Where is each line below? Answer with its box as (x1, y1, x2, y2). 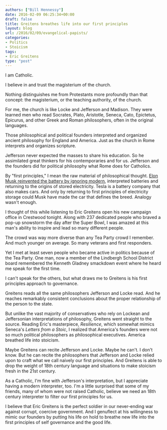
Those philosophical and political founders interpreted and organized (5, 132, 147, 138)
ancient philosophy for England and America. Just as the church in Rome (5, 137, 155, 143)
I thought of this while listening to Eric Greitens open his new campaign (5, 209, 151, 215)
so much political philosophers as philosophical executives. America (5, 332, 146, 338)
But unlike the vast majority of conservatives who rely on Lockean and (5, 310, 150, 316)
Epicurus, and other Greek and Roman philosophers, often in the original (5, 117, 154, 123)
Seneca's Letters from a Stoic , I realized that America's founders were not (5, 326, 158, 332)
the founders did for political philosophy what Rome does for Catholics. (5, 163, 152, 169)
